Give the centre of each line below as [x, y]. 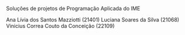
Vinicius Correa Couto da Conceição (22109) [60, 26]
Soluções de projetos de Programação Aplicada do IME [73, 8]
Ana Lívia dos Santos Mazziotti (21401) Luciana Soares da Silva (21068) [93, 20]
